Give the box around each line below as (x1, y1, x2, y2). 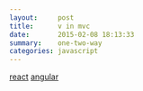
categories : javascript (9, 47, 99, 56)
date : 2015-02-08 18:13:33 (9, 30, 135, 39)
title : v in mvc (9, 22, 91, 31)
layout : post (9, 13, 75, 23)
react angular (9, 71, 59, 82)
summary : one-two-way (9, 38, 103, 48)
